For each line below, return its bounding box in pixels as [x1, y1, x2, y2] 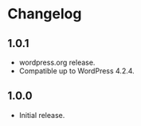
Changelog [7, 5, 82, 23]
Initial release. [18, 110, 65, 120]
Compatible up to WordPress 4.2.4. [18, 66, 135, 76]
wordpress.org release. [18, 57, 96, 67]
